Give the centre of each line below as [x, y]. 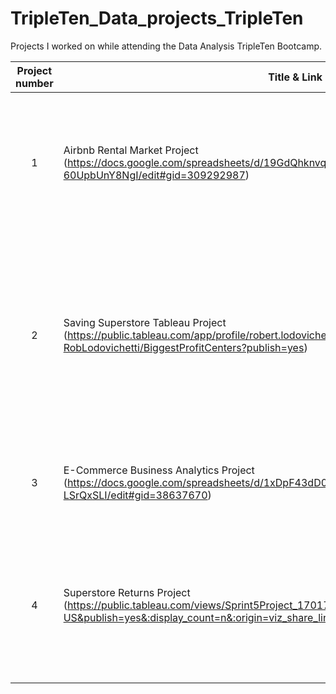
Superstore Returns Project [127, 592]
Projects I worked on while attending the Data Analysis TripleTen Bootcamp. [166, 46]
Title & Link [295, 77]
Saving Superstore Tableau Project [145, 322]
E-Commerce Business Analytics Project [159, 470]
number [34, 83]
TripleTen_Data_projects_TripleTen [157, 18]
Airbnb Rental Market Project [131, 150]
